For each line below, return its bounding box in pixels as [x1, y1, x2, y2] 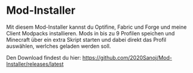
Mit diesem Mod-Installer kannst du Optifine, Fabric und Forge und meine [6, 23, 187, 31]
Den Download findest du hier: [6, 54, 82, 61]
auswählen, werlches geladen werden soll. [6, 42, 111, 50]
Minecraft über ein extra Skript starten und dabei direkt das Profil [6, 36, 166, 43]
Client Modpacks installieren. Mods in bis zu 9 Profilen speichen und [6, 29, 175, 36]
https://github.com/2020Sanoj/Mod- [82, 54, 172, 61]
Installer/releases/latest [6, 60, 64, 68]
